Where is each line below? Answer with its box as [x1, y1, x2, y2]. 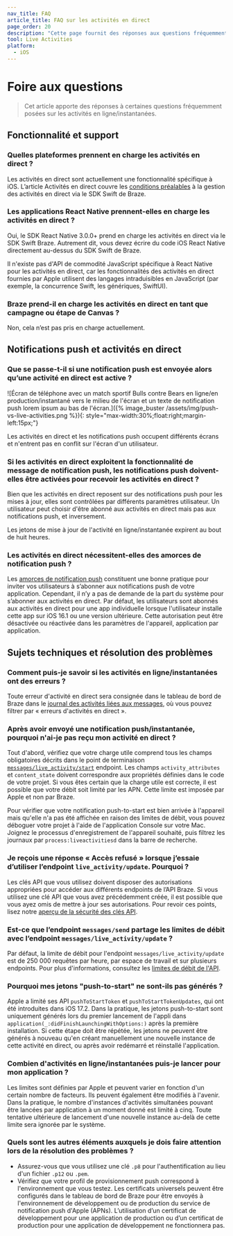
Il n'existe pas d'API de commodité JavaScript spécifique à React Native [7, 259, 213, 268]
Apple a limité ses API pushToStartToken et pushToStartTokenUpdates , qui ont [7, 997, 224, 1005]
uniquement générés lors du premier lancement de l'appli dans [7, 1012, 187, 1020]
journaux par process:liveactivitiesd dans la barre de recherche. [7, 836, 198, 845]
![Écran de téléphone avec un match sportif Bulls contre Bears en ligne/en [7, 389, 218, 397]
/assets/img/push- [166, 404, 219, 412]
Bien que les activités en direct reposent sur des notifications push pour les [7, 490, 223, 498]
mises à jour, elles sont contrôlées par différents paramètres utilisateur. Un [7, 498, 220, 506]
